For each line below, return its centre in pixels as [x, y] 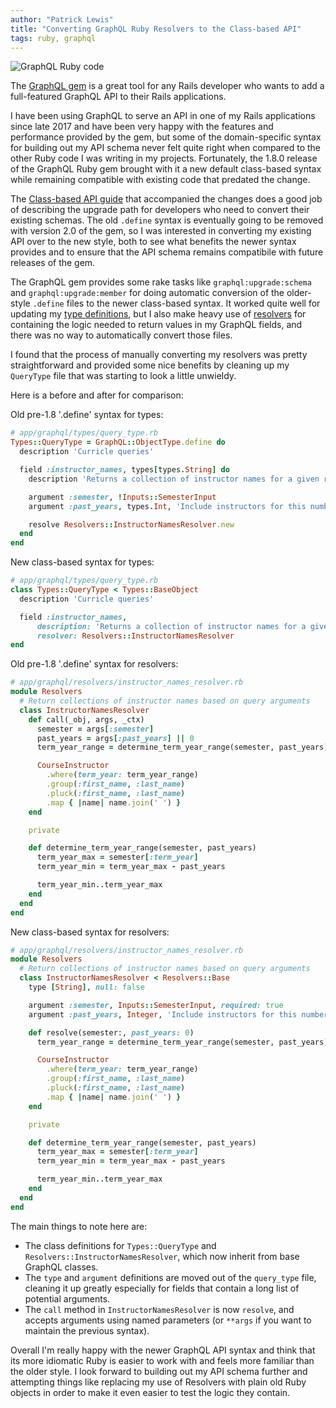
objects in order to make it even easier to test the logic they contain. [150, 1392]
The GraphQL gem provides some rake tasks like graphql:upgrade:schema [161, 282]
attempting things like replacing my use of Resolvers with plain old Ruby [158, 1382]
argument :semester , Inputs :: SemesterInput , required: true [156, 1005]
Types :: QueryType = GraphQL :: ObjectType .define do [118, 442]
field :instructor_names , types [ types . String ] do [124, 470]
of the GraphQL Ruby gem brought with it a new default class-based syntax [166, 169]
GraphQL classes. [61, 1267]
